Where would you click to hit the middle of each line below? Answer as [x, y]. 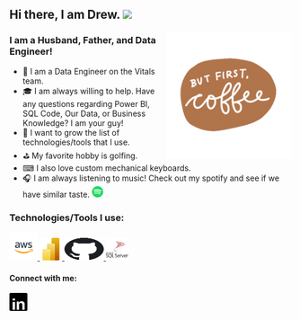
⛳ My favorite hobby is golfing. [80, 156]
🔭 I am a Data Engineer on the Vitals [88, 71]
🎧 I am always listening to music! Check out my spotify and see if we [151, 178]
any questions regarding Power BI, [86, 103]
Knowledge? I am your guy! [73, 123]
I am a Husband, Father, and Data [83, 40]
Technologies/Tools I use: [67, 218]
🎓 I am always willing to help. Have [88, 91]
